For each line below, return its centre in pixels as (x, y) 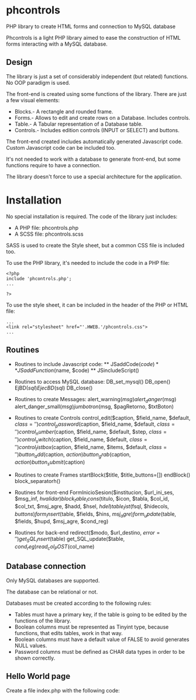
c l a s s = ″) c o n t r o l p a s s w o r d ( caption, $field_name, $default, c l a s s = (95, 425)
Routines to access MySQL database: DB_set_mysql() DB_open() (92, 381)
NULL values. (31, 645)
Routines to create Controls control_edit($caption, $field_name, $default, (102, 418)
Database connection (46, 566)
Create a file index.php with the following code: (63, 690)
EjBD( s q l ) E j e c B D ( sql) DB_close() (54, 388)
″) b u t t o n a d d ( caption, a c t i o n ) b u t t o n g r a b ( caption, (73, 455)
